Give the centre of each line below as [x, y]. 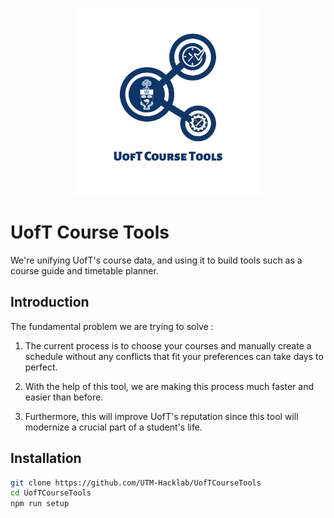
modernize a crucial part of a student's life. [113, 427]
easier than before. [64, 397]
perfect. [41, 367]
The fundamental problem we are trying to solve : [112, 326]
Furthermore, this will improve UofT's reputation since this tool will [161, 416]
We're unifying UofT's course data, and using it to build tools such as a [156, 260]
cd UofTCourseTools [51, 493]
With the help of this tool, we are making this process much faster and [169, 386]
